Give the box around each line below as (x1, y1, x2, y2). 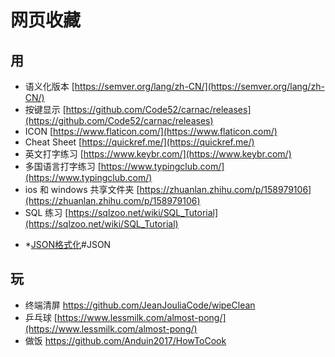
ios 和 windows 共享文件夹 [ (24, 184, 140, 195)
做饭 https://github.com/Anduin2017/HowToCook (24, 334, 227, 346)
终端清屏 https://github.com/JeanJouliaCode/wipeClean (24, 299, 256, 311)
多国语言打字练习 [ (24, 161, 102, 172)
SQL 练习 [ (24, 207, 69, 218)
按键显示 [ (24, 104, 67, 115)
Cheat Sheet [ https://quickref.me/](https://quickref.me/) (24, 136, 255, 148)
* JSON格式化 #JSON (24, 239, 112, 250)
